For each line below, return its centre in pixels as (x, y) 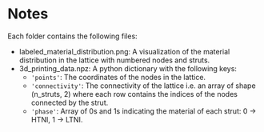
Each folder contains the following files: (72, 36)
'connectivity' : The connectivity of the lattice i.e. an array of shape (144, 86)
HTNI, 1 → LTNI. (57, 119)
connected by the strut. (70, 102)
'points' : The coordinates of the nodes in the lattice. (118, 77)
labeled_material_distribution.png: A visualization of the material (124, 51)
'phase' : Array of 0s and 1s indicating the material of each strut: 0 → (144, 111)
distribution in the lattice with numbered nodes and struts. (114, 60)
